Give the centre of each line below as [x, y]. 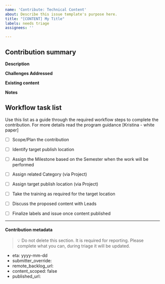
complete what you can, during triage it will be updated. [73, 246]
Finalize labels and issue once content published [61, 213]
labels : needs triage [27, 23]
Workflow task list [33, 108]
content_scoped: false [35, 271]
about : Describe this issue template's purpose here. [61, 14]
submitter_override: [32, 261]
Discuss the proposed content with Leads [54, 204]
